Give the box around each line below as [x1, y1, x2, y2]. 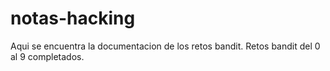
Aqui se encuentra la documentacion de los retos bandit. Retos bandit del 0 [10, 40, 321, 52]
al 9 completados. [10, 50, 85, 62]
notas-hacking [10, 7, 136, 30]
